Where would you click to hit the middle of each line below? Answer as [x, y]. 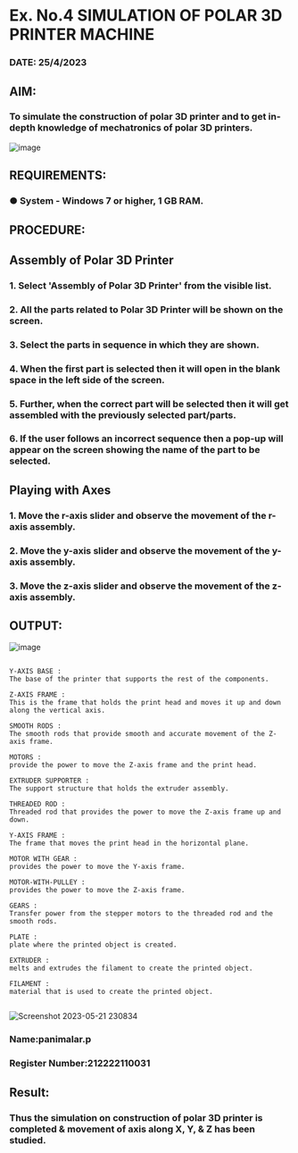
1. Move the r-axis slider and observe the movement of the [138, 515]
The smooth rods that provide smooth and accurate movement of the [137, 734]
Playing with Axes [60, 490]
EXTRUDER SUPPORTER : [50, 781]
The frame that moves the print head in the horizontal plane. [129, 844]
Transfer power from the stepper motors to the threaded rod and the [141, 914]
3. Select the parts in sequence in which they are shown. [135, 345]
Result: [29, 1092]
